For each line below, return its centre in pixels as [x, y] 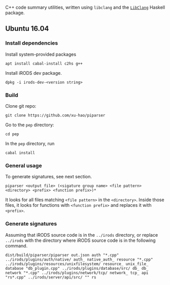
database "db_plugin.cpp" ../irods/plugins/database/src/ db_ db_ [77, 268]
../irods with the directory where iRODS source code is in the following [80, 240]
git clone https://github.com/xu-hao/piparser [55, 115]
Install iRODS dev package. [33, 73]
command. [16, 245]
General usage [24, 166]
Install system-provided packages [41, 54]
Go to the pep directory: [30, 124]
